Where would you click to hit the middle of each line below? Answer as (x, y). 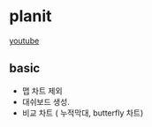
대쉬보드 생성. (46, 101)
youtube (24, 41)
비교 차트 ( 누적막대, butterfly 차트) (83, 113)
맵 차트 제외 (42, 91)
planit (30, 16)
